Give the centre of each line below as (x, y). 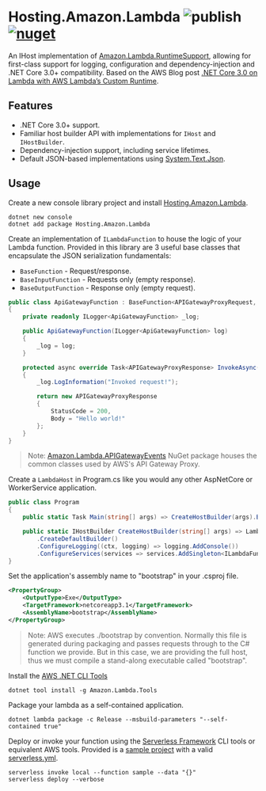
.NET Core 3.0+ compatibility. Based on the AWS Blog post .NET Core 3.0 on (133, 72)
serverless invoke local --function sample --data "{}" (102, 772)
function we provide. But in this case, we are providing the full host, (137, 652)
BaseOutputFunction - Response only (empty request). (107, 287)
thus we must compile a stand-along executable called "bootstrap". (137, 660)
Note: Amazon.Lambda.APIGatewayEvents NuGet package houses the (142, 456)
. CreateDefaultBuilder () (78, 538)
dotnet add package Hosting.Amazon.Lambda (79, 224)
